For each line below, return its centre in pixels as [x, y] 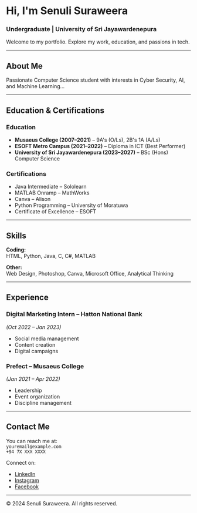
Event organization [37, 397]
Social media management [47, 338]
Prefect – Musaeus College [45, 366]
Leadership [28, 390]
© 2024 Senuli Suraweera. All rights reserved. [62, 503]
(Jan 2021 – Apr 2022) [33, 379]
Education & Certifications [55, 110]
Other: [14, 267]
